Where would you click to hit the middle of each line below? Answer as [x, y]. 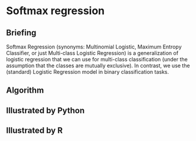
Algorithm [25, 91]
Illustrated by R [35, 131]
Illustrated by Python [45, 110]
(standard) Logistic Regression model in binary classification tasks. [88, 72]
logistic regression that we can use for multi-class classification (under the [97, 59]
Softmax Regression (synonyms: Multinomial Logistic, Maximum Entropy [94, 47]
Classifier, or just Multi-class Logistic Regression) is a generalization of [92, 53]
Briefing [21, 33]
